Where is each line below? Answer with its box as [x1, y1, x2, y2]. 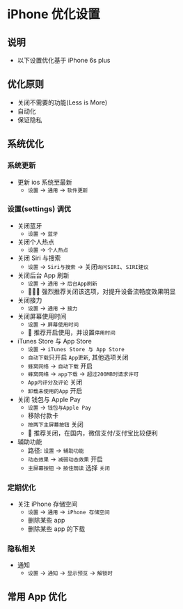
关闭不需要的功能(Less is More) [17, 98, 108, 107]
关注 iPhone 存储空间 [17, 500, 78, 509]
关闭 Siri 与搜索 [17, 254, 61, 262]
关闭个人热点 [17, 238, 54, 246]
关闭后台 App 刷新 [17, 271, 70, 279]
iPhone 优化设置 [7, 6, 101, 22]
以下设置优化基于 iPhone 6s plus [17, 56, 111, 64]
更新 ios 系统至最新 [17, 178, 72, 186]
